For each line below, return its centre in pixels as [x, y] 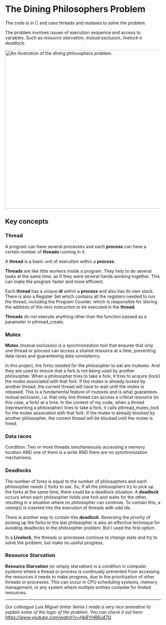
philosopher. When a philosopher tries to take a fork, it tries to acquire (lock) [83, 376]
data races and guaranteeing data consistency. [53, 356]
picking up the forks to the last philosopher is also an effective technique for [83, 522]
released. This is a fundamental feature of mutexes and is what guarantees [81, 392]
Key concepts [27, 222]
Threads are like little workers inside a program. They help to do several [78, 271]
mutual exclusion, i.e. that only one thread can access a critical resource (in [82, 397]
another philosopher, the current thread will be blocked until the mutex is [79, 418]
